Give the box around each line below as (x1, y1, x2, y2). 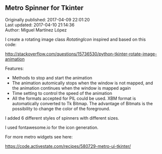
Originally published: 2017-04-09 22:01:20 (5, 16, 90, 22)
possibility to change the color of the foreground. (12, 106, 111, 111)
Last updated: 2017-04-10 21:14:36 (5, 22, 75, 28)
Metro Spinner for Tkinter (5, 4, 84, 12)
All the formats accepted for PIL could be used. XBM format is (12, 95, 136, 101)
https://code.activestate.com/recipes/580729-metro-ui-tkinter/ (5, 143, 131, 149)
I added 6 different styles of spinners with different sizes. (5, 115, 119, 121)
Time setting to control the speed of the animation (12, 90, 113, 96)
